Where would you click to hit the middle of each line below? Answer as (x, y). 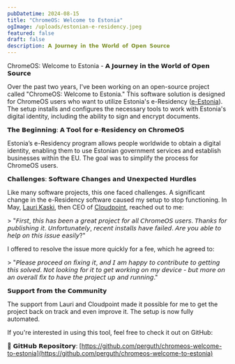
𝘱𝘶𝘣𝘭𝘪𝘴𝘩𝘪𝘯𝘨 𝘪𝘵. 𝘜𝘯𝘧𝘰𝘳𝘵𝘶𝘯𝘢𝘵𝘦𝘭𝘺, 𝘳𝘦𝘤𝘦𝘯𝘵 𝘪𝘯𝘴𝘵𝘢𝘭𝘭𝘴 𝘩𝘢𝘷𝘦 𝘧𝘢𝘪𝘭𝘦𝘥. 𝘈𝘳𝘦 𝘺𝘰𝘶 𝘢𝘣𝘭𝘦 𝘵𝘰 (114, 228)
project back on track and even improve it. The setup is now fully (100, 311)
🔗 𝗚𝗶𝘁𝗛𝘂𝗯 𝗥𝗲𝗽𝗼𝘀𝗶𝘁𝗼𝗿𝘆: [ (45, 346)
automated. (24, 319)
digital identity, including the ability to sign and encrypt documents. (104, 116)
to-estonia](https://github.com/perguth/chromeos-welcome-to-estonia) (110, 353)
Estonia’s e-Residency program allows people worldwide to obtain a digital (114, 143)
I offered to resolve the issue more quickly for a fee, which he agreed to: (111, 249)
